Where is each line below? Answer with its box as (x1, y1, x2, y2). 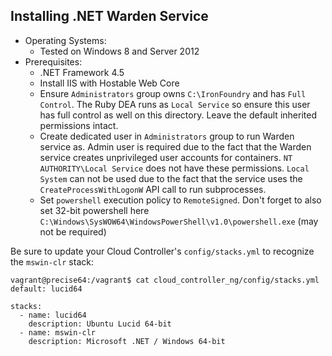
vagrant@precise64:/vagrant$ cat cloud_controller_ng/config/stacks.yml (10, 275, 320, 285)
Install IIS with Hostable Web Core (39, 77, 180, 89)
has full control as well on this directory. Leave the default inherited (39, 109, 317, 121)
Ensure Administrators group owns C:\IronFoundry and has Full (39, 87, 307, 99)
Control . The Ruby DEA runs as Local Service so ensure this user (39, 98, 311, 110)
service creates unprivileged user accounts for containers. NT (39, 151, 293, 163)
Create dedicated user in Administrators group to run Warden (39, 130, 295, 142)
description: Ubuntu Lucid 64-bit (28, 319, 172, 329)
